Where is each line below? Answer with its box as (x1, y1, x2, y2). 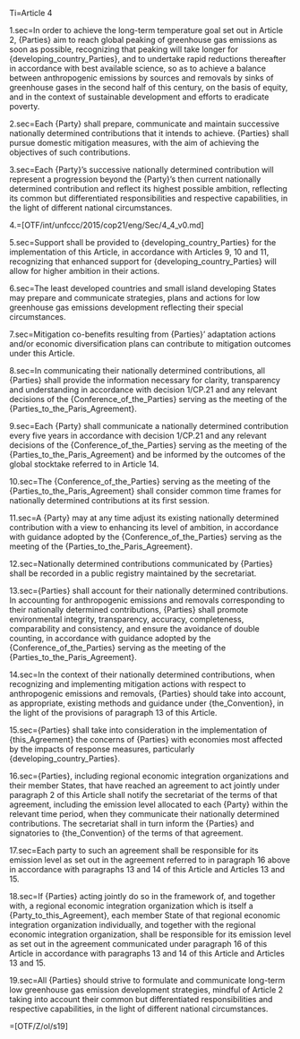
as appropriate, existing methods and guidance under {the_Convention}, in (9, 698, 285, 708)
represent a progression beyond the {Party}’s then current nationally (9, 174, 261, 185)
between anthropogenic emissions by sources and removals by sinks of (9, 73, 275, 83)
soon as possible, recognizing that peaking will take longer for (9, 44, 239, 55)
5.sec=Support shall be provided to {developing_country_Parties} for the (9, 237, 277, 247)
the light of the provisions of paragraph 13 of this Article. (9, 708, 218, 717)
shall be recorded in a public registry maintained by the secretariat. (9, 568, 257, 579)
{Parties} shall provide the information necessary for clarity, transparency (9, 375, 280, 385)
